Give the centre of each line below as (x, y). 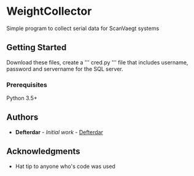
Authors (22, 117)
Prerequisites (27, 85)
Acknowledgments (44, 151)
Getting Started (37, 48)
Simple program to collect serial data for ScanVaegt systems (83, 28)
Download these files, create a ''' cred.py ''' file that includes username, (97, 62)
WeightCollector (49, 11)
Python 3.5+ (22, 98)
